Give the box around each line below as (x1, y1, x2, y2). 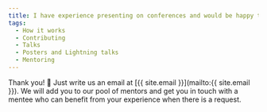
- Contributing (15, 33, 66, 42)
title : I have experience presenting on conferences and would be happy (8, 11, 254, 20)
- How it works (15, 26, 66, 34)
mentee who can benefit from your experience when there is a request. (8, 95, 242, 104)
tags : (8, 19, 26, 27)
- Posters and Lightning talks (15, 48, 119, 56)
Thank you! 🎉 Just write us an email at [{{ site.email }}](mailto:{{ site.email (8, 77, 250, 87)
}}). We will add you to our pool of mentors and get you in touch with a (8, 86, 238, 95)
